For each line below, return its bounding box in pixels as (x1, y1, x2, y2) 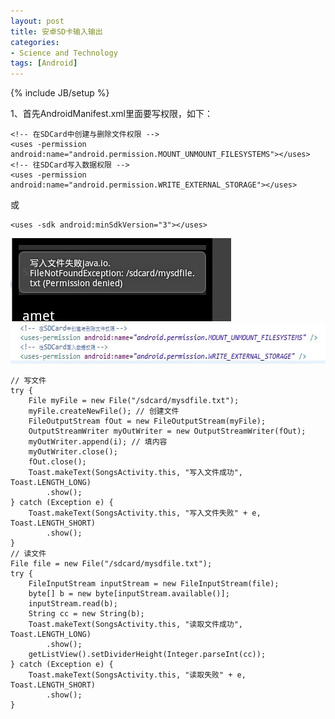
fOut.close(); (28, 457, 87, 467)
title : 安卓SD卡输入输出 (10, 26, 103, 37)
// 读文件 (10, 549, 47, 559)
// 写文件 (10, 376, 47, 386)
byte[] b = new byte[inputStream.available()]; (28, 589, 230, 599)
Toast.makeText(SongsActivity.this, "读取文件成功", (28, 620, 244, 630)
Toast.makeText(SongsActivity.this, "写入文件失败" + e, (28, 508, 262, 519)
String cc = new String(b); (28, 609, 145, 619)
